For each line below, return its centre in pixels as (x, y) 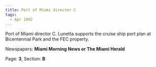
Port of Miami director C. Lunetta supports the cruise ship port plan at (78, 34)
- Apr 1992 (21, 19)
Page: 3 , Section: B (25, 59)
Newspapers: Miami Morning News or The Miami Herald (65, 49)
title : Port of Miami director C (41, 10)
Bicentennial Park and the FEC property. (47, 39)
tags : (11, 15)
